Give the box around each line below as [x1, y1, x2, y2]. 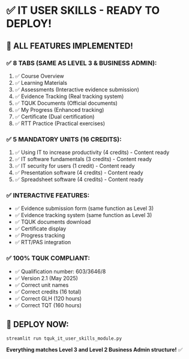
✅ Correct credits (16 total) [14, 288, 82, 295]
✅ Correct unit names [14, 281, 69, 289]
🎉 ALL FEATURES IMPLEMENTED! [6, 40, 133, 51]
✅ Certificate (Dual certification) [14, 112, 95, 120]
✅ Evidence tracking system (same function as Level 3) [14, 212, 152, 219]
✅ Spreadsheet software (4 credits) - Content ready [14, 176, 144, 183]
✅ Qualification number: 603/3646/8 [14, 268, 106, 275]
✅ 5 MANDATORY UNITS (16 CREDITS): [6, 135, 122, 143]
